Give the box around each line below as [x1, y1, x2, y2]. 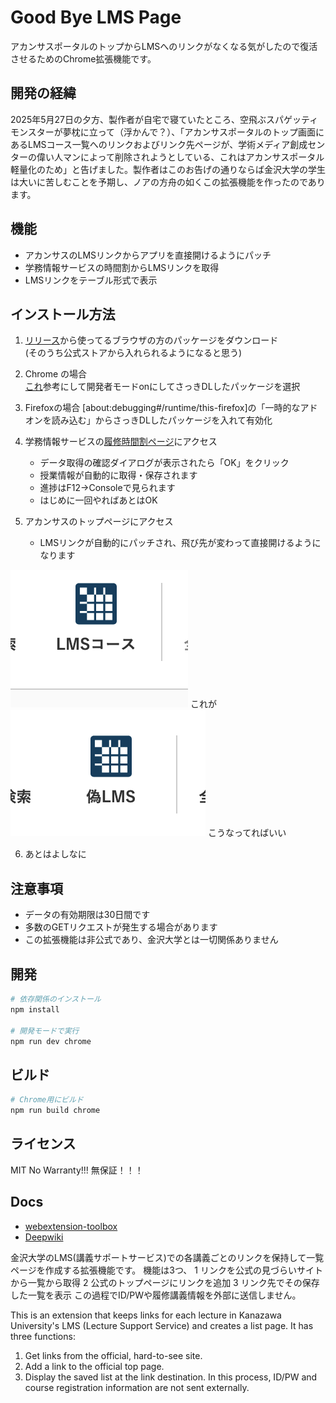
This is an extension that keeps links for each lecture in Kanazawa [10, 1309, 282, 1321]
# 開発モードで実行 [10, 1026, 80, 1036]
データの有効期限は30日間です [24, 909, 151, 921]
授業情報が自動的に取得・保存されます [39, 469, 198, 481]
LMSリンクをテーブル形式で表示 [24, 274, 158, 286]
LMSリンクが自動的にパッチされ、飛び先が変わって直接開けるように [39, 537, 322, 549]
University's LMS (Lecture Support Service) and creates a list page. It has [10, 1319, 314, 1331]
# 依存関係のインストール [10, 994, 102, 1004]
